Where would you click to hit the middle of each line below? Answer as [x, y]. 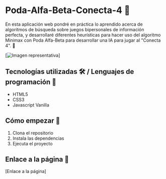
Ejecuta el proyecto [32, 143]
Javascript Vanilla [31, 105]
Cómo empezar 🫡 [33, 121]
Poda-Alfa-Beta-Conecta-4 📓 [68, 10]
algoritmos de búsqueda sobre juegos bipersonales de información [75, 29]
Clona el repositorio [33, 133]
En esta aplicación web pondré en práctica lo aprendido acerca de [74, 24]
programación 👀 [31, 82]
